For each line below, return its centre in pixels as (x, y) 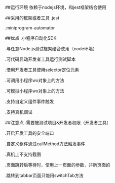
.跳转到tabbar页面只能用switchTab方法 (44, 175)
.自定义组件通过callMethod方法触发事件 (45, 144)
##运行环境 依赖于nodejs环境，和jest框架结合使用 (56, 7)
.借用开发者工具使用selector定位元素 (42, 70)
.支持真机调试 (19, 112)
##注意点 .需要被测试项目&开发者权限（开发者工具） (58, 123)
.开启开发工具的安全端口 (30, 133)
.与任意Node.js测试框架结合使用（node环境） (51, 48)
